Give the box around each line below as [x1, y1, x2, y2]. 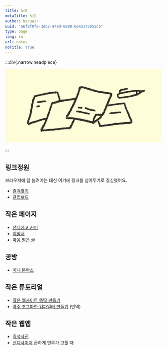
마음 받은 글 [12, 237, 36, 243]
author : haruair [5, 18, 39, 23]
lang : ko [5, 34, 23, 39]
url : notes [5, 40, 28, 45]
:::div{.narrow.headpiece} [5, 59, 57, 65]
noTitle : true [5, 45, 35, 50]
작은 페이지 [5, 210, 37, 219]
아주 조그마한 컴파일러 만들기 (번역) [12, 303, 81, 309]
